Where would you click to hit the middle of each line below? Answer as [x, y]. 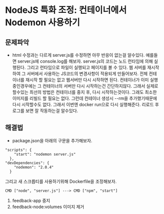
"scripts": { [18, 150]
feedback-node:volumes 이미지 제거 [48, 207]
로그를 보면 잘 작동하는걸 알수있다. [45, 111]
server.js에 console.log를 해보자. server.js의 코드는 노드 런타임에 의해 [85, 61]
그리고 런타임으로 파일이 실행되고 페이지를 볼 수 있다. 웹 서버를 [86, 67]
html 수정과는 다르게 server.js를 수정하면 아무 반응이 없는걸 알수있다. [78, 55]
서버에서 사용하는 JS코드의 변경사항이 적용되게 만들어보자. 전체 [87, 74]
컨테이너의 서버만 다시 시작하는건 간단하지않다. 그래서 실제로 [100, 86]
